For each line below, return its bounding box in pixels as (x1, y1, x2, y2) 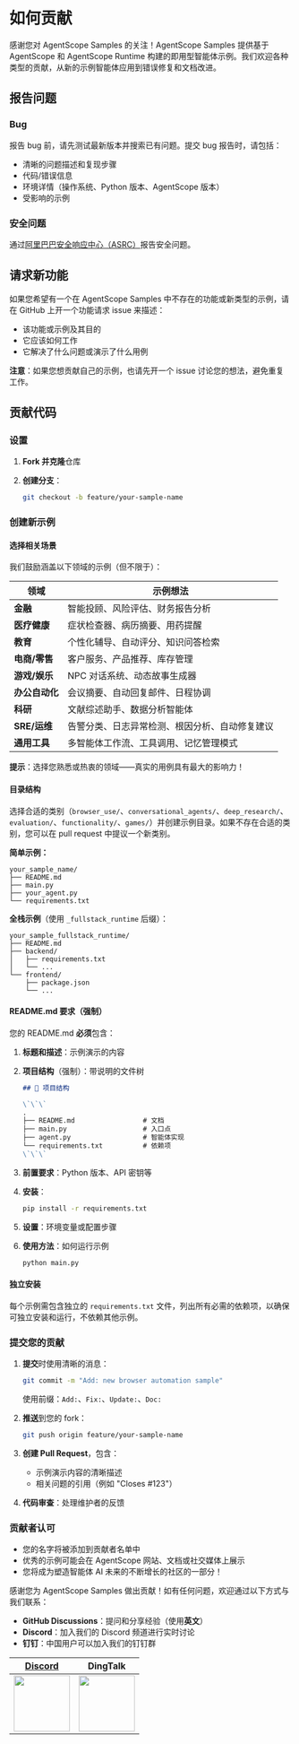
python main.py (21, 1258, 80, 1267)
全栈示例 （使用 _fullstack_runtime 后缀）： (9, 913, 168, 924)
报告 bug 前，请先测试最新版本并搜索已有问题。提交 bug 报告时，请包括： (9, 140, 282, 151)
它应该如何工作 (21, 334, 78, 345)
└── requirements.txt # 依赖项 (21, 1141, 172, 1150)
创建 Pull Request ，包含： (21, 1447, 120, 1458)
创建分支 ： (21, 475, 63, 486)
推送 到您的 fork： (21, 1412, 88, 1423)
